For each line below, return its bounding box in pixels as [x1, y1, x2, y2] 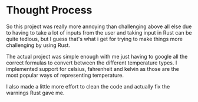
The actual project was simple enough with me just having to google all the [6, 53, 188, 60]
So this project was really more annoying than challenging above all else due [6, 23, 192, 30]
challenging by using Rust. [6, 42, 71, 49]
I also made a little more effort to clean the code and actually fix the [6, 83, 170, 90]
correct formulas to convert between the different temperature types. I [6, 59, 177, 66]
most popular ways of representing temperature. [6, 72, 124, 79]
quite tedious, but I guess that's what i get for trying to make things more [6, 35, 183, 42]
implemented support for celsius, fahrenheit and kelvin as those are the [6, 65, 180, 72]
